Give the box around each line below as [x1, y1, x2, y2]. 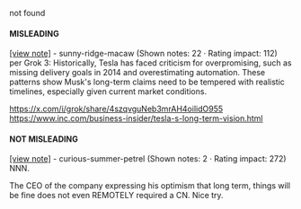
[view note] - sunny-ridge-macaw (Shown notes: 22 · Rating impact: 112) [9, 48, 279, 59]
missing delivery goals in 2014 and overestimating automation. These [9, 67, 266, 78]
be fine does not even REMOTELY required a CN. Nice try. [9, 190, 224, 201]
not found [9, 8, 46, 18]
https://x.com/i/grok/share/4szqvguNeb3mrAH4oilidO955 [9, 103, 224, 115]
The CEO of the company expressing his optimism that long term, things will [9, 180, 290, 191]
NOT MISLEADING [9, 134, 78, 144]
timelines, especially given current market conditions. [9, 86, 208, 97]
